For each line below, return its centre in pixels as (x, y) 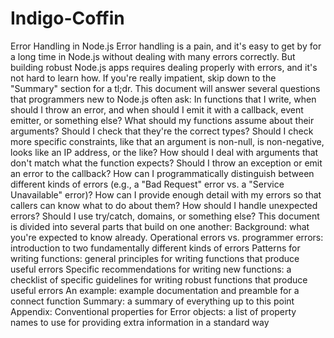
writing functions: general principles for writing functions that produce (155, 258)
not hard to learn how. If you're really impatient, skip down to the (143, 78)
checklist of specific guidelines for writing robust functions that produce (159, 279)
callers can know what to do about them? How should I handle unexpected (164, 205)
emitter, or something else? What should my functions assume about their (162, 120)
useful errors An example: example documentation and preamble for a (155, 290)
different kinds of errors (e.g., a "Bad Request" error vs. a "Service (147, 184)
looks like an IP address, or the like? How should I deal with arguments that (164, 152)
